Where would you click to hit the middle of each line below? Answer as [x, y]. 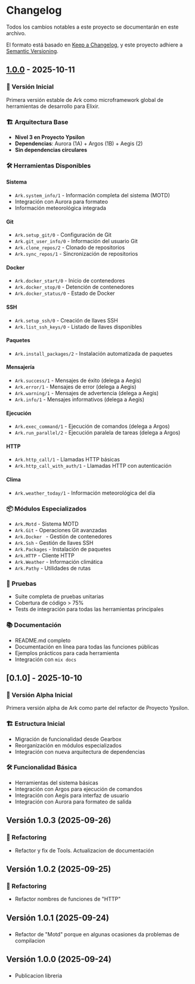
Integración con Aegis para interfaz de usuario [72, 795]
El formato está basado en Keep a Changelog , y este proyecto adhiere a [95, 45]
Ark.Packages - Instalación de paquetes [63, 549]
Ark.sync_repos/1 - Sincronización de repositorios [76, 254]
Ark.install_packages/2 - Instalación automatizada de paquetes [94, 353]
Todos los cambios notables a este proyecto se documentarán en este [92, 27]
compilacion [30, 940]
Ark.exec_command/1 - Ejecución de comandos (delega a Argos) [92, 426]
